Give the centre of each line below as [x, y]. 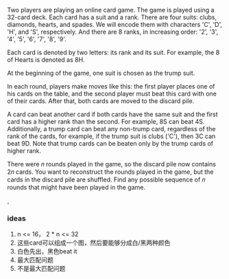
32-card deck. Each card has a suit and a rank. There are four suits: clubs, [112, 17]
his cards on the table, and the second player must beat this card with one [112, 93]
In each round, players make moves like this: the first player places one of [111, 86]
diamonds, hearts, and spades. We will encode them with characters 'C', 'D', [115, 24]
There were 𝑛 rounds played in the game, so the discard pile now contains [111, 164]
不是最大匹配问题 [41, 269]
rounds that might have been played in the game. [76, 187]
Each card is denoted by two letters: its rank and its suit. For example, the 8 [113, 52]
